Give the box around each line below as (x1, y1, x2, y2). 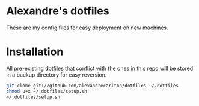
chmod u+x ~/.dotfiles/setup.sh (6, 88, 87, 94)
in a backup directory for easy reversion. (6, 71, 107, 78)
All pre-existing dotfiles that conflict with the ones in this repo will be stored (6, 65, 194, 72)
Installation (6, 45, 64, 59)
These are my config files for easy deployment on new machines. (6, 24, 168, 31)
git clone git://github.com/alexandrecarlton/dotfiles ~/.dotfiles (6, 83, 179, 89)
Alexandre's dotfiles (6, 4, 109, 18)
